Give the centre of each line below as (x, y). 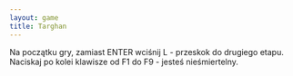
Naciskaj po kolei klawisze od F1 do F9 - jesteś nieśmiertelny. (124, 62)
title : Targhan (38, 26)
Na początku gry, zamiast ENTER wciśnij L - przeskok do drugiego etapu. (147, 52)
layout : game (34, 18)
